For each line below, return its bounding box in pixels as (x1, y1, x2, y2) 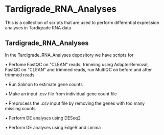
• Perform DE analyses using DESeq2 (5, 115, 81, 121)
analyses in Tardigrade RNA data (5, 24, 71, 30)
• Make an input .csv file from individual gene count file (5, 90, 117, 96)
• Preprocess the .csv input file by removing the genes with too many (5, 100, 145, 106)
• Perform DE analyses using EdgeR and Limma (5, 124, 101, 130)
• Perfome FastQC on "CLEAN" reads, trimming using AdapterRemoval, (5, 61, 149, 67)
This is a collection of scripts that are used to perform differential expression (5, 20, 160, 25)
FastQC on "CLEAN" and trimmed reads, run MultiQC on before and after (5, 67, 152, 72)
